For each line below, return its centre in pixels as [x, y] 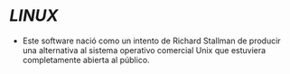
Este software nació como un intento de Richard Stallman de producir [152, 41]
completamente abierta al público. [86, 60]
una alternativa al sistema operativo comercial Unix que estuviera [144, 50]
